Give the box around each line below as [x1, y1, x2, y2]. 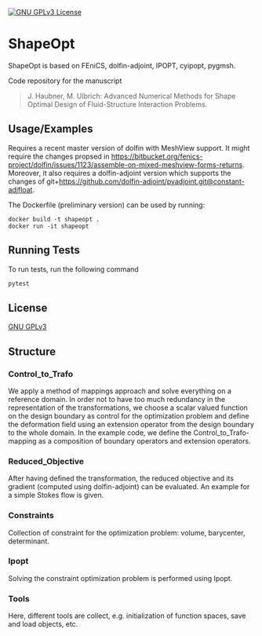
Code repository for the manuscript [8, 75, 122, 86]
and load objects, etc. [8, 620, 78, 629]
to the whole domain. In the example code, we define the [8, 428, 192, 437]
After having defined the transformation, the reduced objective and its [8, 473, 234, 483]
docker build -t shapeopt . [8, 215, 100, 223]
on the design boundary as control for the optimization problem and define [8, 411, 249, 420]
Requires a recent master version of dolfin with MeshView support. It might [8, 143, 250, 152]
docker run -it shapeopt [8, 222, 89, 230]
